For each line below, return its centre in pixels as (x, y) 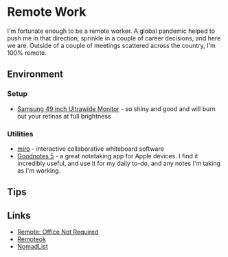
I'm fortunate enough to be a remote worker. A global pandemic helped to (111, 31)
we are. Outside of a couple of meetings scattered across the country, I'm (112, 45)
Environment (35, 74)
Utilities (20, 134)
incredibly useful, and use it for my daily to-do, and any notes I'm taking (119, 163)
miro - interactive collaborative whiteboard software (91, 149)
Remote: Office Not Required (58, 232)
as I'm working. (39, 170)
